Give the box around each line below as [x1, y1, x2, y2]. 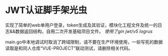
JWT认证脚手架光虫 [5, 4, 88, 16]
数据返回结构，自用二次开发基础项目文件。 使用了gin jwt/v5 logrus [15, 28, 153, 34]
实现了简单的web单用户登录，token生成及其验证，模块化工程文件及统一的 [5, 22, 158, 28]
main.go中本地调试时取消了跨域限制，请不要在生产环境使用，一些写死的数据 [5, 38, 163, 45]
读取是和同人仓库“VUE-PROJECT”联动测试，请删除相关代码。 [5, 45, 133, 51]
